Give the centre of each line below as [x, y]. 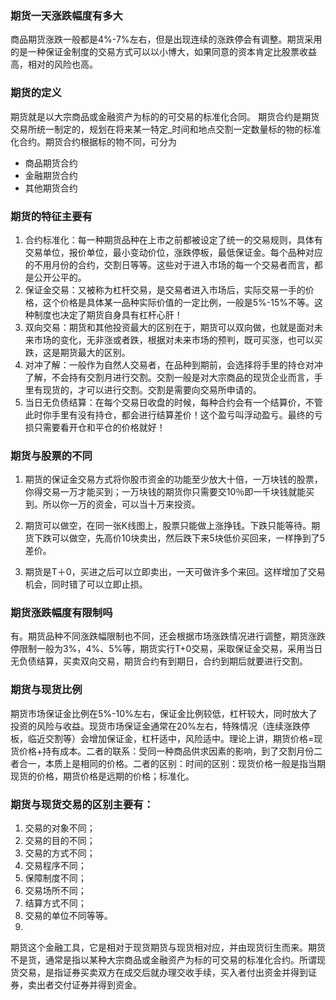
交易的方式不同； [60, 853]
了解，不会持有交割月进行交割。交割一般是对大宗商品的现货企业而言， [169, 377]
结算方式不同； [55, 903]
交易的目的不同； [60, 841]
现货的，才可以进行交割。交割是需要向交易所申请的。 [152, 389]
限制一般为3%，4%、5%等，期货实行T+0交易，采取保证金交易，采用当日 [170, 649]
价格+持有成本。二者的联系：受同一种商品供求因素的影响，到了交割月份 [166, 751]
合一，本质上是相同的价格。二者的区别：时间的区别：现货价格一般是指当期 [172, 763]
